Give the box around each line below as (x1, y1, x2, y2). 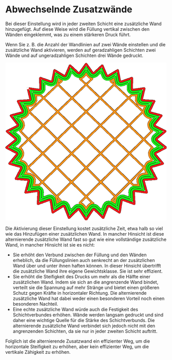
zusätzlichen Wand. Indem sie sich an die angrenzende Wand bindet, (12, 279, 159, 286)
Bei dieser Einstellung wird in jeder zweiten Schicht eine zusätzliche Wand (5, 21, 162, 27)
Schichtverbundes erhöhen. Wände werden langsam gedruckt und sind (12, 312, 164, 318)
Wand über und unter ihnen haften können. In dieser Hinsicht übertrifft (12, 263, 161, 269)
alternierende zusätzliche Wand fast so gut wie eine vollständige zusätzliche (5, 236, 167, 242)
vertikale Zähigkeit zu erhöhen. (5, 349, 71, 355)
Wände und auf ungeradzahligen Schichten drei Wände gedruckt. (5, 52, 143, 59)
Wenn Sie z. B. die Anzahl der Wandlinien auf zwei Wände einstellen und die (5, 41, 166, 47)
